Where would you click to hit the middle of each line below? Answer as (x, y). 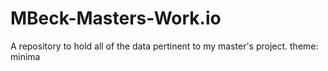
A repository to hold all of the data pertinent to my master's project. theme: (164, 46)
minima (25, 56)
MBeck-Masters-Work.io (116, 18)
